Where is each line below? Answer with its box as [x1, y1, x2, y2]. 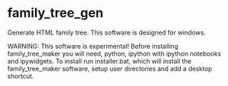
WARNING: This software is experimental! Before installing [7, 42, 179, 50]
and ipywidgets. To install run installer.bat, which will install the [7, 56, 192, 65]
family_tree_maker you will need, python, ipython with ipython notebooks [7, 49, 222, 58]
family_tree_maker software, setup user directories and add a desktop [7, 64, 212, 73]
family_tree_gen [7, 5, 104, 21]
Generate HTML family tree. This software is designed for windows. [7, 28, 206, 37]
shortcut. [7, 72, 34, 80]
